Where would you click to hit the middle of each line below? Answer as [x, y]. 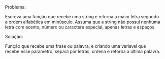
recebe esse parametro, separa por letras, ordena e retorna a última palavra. [83, 51]
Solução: [14, 37]
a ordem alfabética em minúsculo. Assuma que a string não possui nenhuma [83, 22]
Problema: [16, 7]
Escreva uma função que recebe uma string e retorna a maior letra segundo [82, 16]
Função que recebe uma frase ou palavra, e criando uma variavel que [76, 46]
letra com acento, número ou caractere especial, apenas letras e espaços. [81, 27]
